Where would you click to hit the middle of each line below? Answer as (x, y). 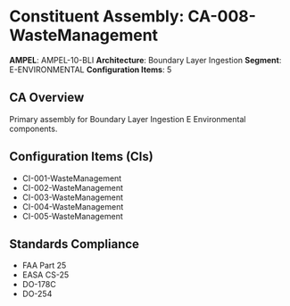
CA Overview (47, 98)
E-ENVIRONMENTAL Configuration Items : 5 (91, 70)
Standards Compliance (75, 244)
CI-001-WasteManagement (72, 178)
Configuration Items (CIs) (81, 157)
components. (33, 128)
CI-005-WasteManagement (72, 216)
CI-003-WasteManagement (72, 197)
